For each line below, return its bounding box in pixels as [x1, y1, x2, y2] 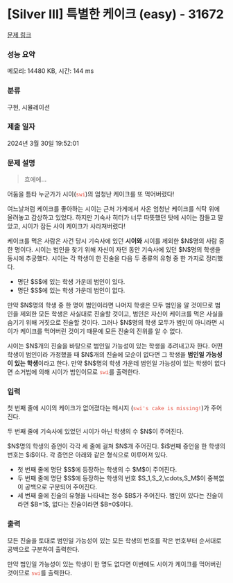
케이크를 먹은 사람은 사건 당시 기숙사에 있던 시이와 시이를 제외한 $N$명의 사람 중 [7, 237, 225, 245]
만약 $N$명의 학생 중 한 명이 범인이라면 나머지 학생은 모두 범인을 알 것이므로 [7, 301, 214, 310]
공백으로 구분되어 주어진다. [24, 483, 98, 491]
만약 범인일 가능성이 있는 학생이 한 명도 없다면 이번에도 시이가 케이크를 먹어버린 [7, 559, 222, 568]
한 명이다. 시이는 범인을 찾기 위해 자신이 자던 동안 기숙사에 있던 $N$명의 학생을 [7, 246, 221, 254]
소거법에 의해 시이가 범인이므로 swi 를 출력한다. [14, 368, 141, 376]
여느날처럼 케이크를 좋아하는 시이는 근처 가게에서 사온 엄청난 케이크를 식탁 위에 [7, 205, 221, 213]
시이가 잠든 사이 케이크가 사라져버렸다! [21, 222, 126, 230]
